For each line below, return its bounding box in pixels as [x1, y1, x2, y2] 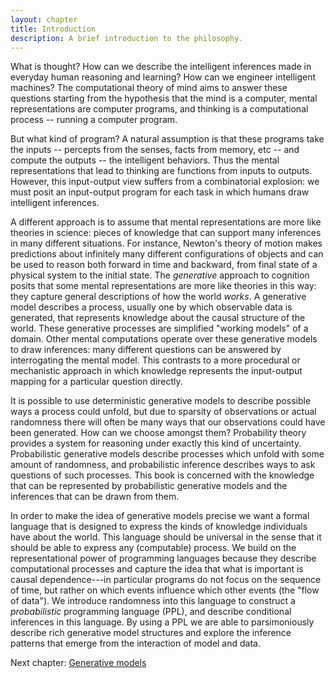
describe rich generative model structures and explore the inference [10, 627, 292, 639]
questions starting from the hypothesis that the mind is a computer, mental [10, 92, 318, 105]
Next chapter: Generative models [10, 657, 147, 669]
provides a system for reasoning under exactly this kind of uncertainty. [10, 437, 302, 450]
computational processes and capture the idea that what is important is [10, 563, 304, 575]
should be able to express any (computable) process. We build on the [10, 542, 297, 554]
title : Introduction [10, 24, 97, 34]
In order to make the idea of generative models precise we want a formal [10, 510, 310, 522]
